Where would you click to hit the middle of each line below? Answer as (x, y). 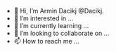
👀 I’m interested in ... (44, 18)
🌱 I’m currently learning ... (51, 26)
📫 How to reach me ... (46, 41)
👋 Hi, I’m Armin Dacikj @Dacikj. (59, 11)
